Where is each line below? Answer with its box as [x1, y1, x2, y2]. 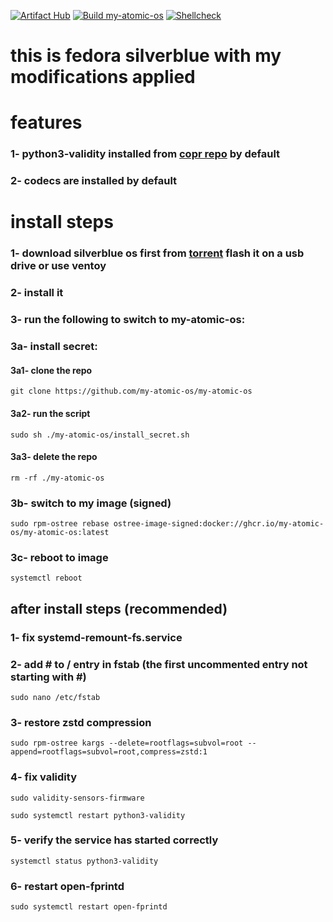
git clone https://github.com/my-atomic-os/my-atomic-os [10, 386, 253, 397]
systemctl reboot [10, 573, 83, 584]
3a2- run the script [10, 407, 91, 419]
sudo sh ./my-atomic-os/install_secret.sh [10, 430, 190, 440]
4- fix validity [10, 770, 77, 784]
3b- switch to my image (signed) [10, 496, 172, 510]
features [10, 111, 83, 134]
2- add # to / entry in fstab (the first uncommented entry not [10, 657, 308, 671]
